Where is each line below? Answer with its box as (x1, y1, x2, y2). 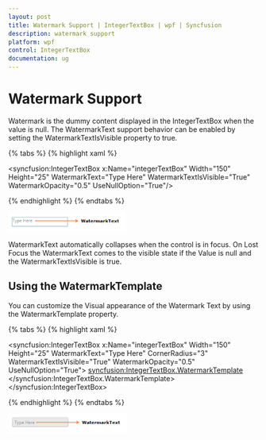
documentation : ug (8, 55, 69, 63)
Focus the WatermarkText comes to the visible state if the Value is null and (8, 248, 252, 257)
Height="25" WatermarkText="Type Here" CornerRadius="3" (8, 348, 209, 357)
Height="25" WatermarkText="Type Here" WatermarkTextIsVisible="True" (8, 172, 251, 182)
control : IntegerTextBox (8, 46, 91, 55)
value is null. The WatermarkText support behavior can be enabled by (8, 124, 236, 134)
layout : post (8, 13, 52, 21)
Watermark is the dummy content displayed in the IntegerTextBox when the (8, 116, 254, 125)
